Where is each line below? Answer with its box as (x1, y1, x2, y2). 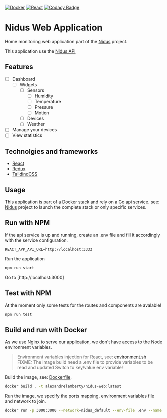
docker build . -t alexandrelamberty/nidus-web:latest (5, 384, 122, 389)
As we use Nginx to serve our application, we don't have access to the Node (5, 339, 163, 345)
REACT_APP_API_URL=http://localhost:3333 (5, 247, 93, 252)
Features (5, 63, 33, 71)
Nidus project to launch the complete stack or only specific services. (5, 204, 147, 210)
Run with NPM (5, 219, 50, 227)
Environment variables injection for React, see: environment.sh (17, 354, 146, 360)
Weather (27, 121, 45, 127)
